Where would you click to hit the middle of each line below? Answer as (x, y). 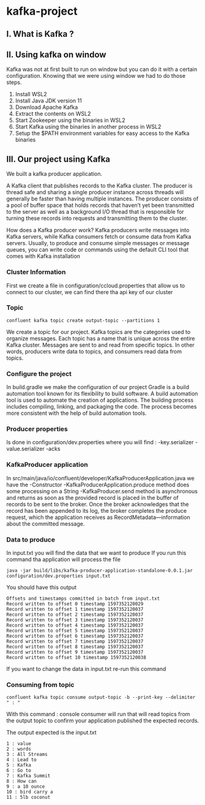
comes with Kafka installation (43, 256)
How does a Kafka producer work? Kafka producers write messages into (98, 230)
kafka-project (42, 11)
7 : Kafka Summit (28, 776)
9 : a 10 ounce (26, 787)
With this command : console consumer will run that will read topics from (98, 714)
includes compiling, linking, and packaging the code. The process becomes (102, 407)
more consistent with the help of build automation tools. (76, 413)
